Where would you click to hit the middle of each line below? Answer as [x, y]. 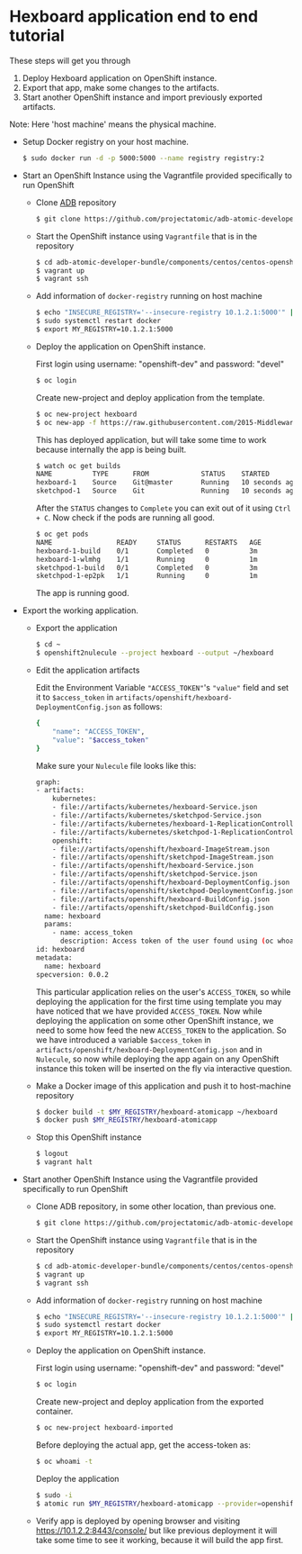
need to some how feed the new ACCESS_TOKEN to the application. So [161, 1030]
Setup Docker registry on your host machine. [105, 141]
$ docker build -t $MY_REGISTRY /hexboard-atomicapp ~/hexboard [157, 1112]
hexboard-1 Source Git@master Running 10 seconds [159, 483]
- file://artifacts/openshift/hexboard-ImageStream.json [161, 849]
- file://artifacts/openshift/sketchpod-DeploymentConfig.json [173, 890]
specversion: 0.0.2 [72, 974]
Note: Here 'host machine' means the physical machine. [113, 124]
